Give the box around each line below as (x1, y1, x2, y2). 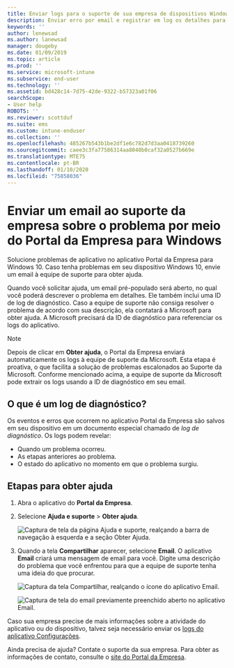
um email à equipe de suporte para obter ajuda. (7, 270, 144, 279)
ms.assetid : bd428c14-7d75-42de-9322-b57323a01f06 (7, 88, 157, 95)
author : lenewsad (7, 29, 58, 37)
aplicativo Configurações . (7, 632, 81, 640)
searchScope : (7, 95, 45, 102)
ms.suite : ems (7, 120, 49, 128)
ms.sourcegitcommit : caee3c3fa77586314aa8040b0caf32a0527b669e (7, 147, 195, 154)
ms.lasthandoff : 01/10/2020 (7, 166, 89, 173)
